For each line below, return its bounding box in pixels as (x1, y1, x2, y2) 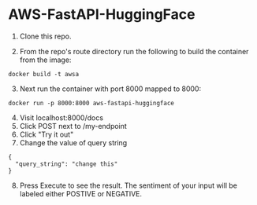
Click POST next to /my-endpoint (19, 121, 128, 130)
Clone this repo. (19, 31, 72, 41)
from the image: (19, 55, 72, 64)
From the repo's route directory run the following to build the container (19, 46, 249, 56)
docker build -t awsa (8, 70, 80, 78)
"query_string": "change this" (15, 159, 118, 168)
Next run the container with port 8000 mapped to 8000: (19, 84, 202, 93)
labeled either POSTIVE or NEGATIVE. (19, 189, 143, 198)
